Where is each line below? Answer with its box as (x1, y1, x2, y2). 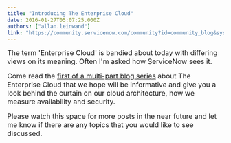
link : (7, 29, 23, 36)
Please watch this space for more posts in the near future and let (7, 111, 217, 121)
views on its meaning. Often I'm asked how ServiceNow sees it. (7, 56, 212, 66)
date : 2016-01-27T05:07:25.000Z (7, 16, 100, 23)
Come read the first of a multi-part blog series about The (7, 71, 191, 81)
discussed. (7, 129, 43, 138)
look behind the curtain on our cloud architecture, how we (7, 89, 195, 98)
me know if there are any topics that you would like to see (7, 120, 194, 130)
